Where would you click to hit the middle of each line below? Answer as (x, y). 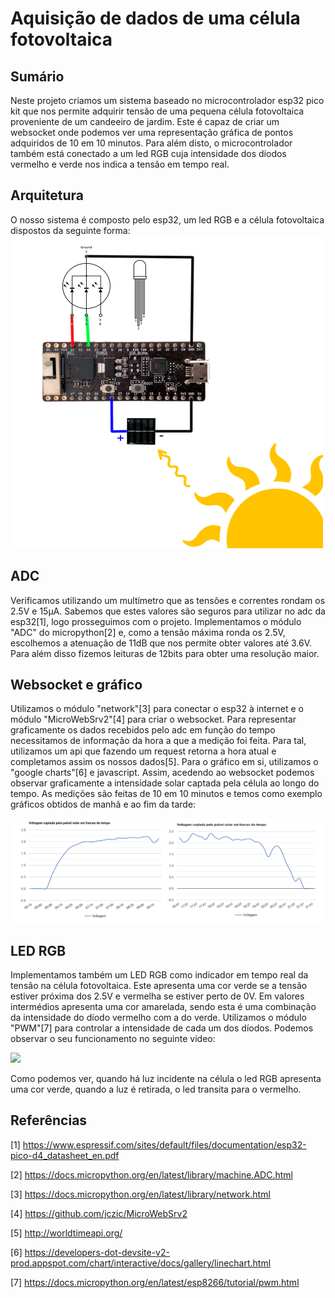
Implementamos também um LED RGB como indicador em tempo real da (159, 975)
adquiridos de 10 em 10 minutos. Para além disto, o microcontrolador (151, 143)
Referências (49, 1120)
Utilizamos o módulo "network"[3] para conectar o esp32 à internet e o (157, 709)
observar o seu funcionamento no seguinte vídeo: (113, 1039)
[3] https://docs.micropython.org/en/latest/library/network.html (140, 1194)
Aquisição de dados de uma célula (155, 18)
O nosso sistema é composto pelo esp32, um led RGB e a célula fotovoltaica (167, 219)
